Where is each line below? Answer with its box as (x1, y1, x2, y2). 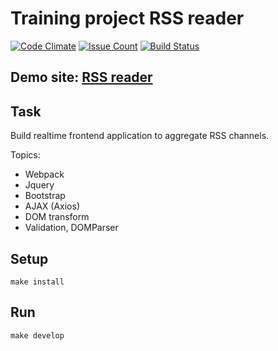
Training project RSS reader (10, 7, 245, 30)
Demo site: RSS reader (10, 69, 153, 86)
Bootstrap (24, 190, 66, 202)
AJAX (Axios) (24, 200, 81, 212)
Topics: (10, 149, 41, 161)
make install (10, 277, 65, 287)
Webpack (24, 168, 65, 181)
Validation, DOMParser (24, 222, 119, 234)
